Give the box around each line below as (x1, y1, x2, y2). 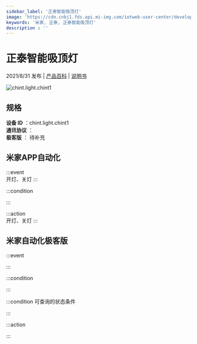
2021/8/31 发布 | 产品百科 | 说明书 (6, 73, 87, 80)
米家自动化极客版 (6, 236, 68, 246)
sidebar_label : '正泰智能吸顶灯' (6, 8, 81, 15)
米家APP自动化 (6, 153, 60, 163)
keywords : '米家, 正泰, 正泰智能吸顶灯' (6, 19, 97, 25)
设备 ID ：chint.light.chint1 (6, 120, 69, 126)
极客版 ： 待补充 (6, 134, 45, 141)
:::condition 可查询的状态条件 (6, 298, 76, 305)
